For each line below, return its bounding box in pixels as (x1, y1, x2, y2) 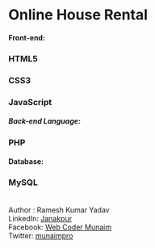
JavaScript (8, 96, 52, 107)
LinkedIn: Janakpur (8, 214, 73, 224)
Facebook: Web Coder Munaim (8, 222, 111, 232)
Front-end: (8, 32, 46, 42)
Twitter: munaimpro (8, 231, 73, 241)
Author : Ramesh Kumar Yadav (8, 205, 111, 215)
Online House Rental (8, 6, 148, 24)
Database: (8, 157, 44, 166)
